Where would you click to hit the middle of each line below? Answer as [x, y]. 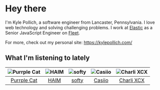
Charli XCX [132, 80]
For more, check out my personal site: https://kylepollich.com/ [69, 42]
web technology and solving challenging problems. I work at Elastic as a [79, 27]
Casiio [101, 80]
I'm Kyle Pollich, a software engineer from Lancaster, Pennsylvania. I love [80, 22]
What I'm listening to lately [47, 58]
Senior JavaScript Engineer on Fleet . [43, 33]
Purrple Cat [24, 80]
